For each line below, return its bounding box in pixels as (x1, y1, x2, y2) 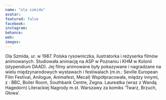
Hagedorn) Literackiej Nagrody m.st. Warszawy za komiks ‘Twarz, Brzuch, (5, 85, 157, 91)
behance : (5, 30, 23, 35)
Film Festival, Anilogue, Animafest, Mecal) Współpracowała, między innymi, (5, 74, 159, 80)
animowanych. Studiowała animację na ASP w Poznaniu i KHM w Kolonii (5, 58, 152, 64)
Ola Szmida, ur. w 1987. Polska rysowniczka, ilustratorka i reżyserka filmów (5, 53, 158, 59)
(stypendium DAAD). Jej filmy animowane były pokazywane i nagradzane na (5, 63, 162, 69)
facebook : (5, 21, 26, 26)
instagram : (5, 26, 28, 31)
